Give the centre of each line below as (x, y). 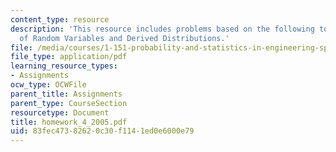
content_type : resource (60, 19)
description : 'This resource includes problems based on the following (162, 29)
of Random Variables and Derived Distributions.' (124, 38)
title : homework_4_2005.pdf (69, 122)
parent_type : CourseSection (69, 103)
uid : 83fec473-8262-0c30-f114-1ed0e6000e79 (102, 131)
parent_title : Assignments (66, 94)
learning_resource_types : (64, 66)
